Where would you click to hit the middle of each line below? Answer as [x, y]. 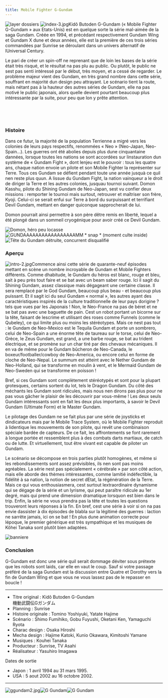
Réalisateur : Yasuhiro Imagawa [45, 651]
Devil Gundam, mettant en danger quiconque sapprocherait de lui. [73, 205]
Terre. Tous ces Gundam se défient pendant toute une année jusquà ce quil [83, 173]
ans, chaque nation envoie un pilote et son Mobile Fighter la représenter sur [83, 167]
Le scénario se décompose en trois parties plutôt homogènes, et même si [81, 458]
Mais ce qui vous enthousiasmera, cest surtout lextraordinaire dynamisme [81, 485]
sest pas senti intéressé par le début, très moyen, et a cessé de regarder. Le [83, 71]
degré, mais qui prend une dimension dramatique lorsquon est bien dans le [82, 496]
